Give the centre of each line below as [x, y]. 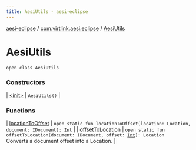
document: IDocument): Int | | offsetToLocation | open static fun [85, 129]
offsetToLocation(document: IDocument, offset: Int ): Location [85, 135]
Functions [21, 111]
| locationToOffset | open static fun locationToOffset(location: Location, [99, 124]
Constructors [26, 82]
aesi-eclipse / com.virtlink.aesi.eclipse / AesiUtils [66, 28]
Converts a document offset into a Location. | [61, 141]
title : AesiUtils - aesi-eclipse [47, 11]
